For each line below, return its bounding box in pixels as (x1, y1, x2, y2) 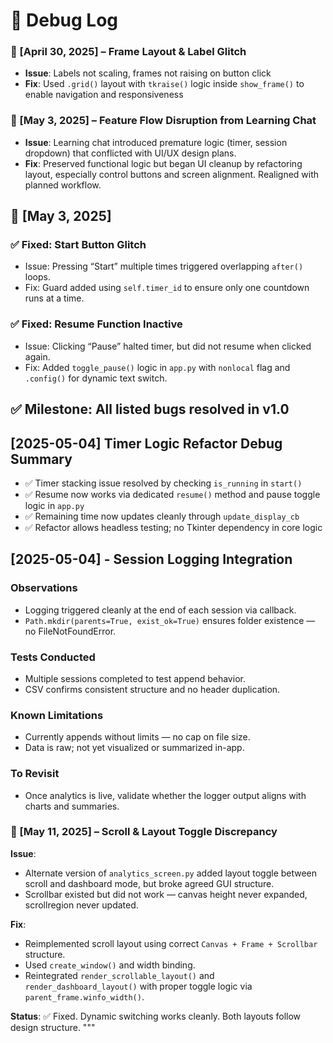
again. (24, 350, 51, 363)
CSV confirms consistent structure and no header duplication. (24, 683, 281, 695)
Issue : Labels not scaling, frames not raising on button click (24, 67, 272, 79)
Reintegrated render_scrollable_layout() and (24, 969, 215, 981)
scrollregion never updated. (24, 899, 139, 911)
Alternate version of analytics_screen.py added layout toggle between (24, 867, 318, 879)
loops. (24, 271, 51, 283)
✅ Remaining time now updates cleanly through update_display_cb (24, 510, 300, 522)
